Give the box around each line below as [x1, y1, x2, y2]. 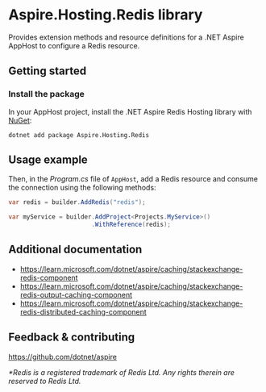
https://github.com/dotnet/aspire [8, 352, 117, 361]
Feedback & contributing [8, 331, 135, 344]
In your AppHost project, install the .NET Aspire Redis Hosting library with [8, 106, 252, 116]
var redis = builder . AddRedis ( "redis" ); [8, 198, 147, 206]
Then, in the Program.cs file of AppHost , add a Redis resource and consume [8, 174, 258, 184]
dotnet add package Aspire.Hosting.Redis [8, 131, 150, 139]
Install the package [8, 89, 85, 100]
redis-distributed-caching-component [19, 307, 147, 316]
